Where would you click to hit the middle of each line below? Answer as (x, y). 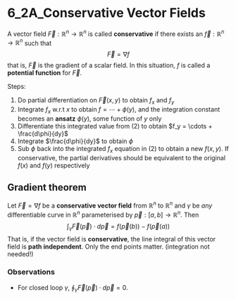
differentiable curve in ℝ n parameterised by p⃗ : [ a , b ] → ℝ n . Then (103, 214)
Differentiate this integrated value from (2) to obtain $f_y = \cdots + (115, 126)
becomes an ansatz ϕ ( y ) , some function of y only (89, 119)
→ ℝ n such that (30, 42)
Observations (31, 272)
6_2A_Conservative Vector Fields (106, 13)
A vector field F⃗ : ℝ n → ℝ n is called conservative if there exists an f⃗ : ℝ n (116, 33)
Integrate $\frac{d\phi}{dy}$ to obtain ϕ (75, 141)
